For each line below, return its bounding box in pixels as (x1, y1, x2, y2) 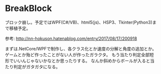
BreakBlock (5, 3, 52, 14)
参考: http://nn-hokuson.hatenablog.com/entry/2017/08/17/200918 (5, 36, 137, 41)
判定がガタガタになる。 (13, 63, 60, 70)
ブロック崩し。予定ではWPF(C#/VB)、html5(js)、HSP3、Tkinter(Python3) (5, 19, 153, 25)
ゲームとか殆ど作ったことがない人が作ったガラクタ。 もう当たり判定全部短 (5, 51, 154, 58)
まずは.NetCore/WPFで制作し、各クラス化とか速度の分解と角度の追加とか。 (5, 46, 157, 51)
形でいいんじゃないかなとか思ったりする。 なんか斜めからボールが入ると (5, 58, 150, 63)
